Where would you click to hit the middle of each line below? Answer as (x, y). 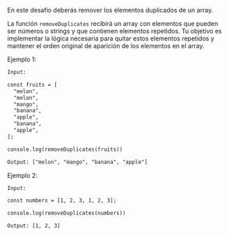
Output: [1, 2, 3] (34, 226)
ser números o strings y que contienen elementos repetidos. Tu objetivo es (114, 31)
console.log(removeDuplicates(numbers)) (67, 213)
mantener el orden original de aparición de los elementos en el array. (106, 46)
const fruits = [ (32, 84)
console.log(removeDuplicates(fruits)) (65, 149)
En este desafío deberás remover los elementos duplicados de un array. (110, 10)
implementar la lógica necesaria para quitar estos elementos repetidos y (111, 38)
